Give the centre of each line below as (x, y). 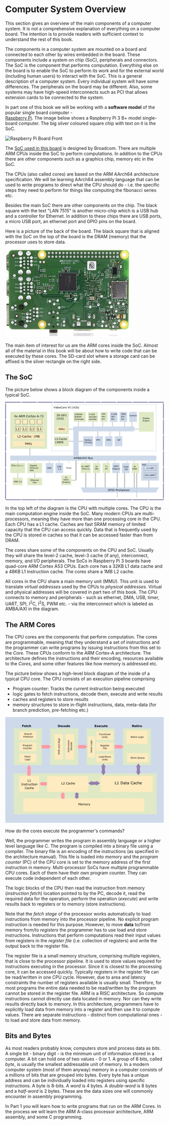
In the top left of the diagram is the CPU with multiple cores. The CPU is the (83, 508)
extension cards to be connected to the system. (55, 97)
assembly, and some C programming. (44, 1117)
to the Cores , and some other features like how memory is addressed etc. (81, 664)
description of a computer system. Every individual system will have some (82, 81)
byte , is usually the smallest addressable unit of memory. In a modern (77, 1064)
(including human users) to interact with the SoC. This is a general (74, 76)
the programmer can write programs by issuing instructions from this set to (83, 648)
